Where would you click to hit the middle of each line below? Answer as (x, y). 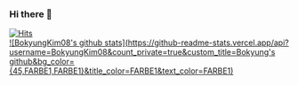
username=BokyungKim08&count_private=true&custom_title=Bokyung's (142, 52)
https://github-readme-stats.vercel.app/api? (208, 42)
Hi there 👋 (31, 14)
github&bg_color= (42, 62)
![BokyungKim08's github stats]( (69, 42)
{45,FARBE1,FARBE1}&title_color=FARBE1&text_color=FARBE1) (121, 71)
